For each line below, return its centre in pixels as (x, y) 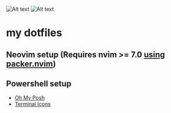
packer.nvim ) (31, 64)
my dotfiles (34, 33)
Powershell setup (39, 83)
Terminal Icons (33, 104)
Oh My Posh (30, 98)
